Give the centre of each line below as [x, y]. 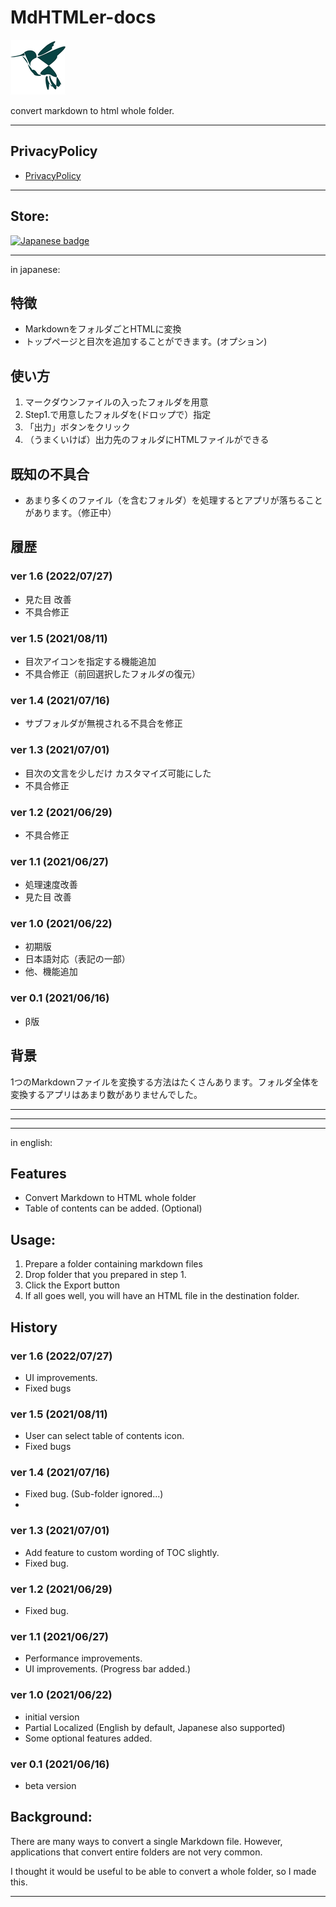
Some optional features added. [88, 1738]
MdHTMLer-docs [83, 17]
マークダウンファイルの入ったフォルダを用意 [116, 402]
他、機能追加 [51, 972]
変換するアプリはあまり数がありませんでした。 [106, 1094]
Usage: [33, 1239]
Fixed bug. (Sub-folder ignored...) [94, 1494]
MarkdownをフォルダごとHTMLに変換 [103, 329]
